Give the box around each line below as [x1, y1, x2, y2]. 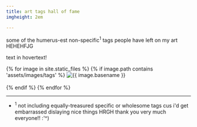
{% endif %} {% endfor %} [6, 84, 71, 91]
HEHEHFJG [6, 42, 33, 50]
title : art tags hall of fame [6, 8, 80, 15]
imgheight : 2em [6, 14, 43, 20]
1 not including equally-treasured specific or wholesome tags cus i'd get [14, 101, 189, 109]
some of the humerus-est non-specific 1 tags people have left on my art [6, 35, 178, 44]
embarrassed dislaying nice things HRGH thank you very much [14, 108, 167, 115]
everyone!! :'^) [14, 114, 50, 121]
